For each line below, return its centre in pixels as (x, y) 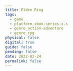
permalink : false (23, 61)
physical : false (22, 38)
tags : (11, 14)
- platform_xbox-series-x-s (39, 24)
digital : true (20, 42)
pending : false (21, 51)
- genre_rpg (22, 33)
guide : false (19, 47)
